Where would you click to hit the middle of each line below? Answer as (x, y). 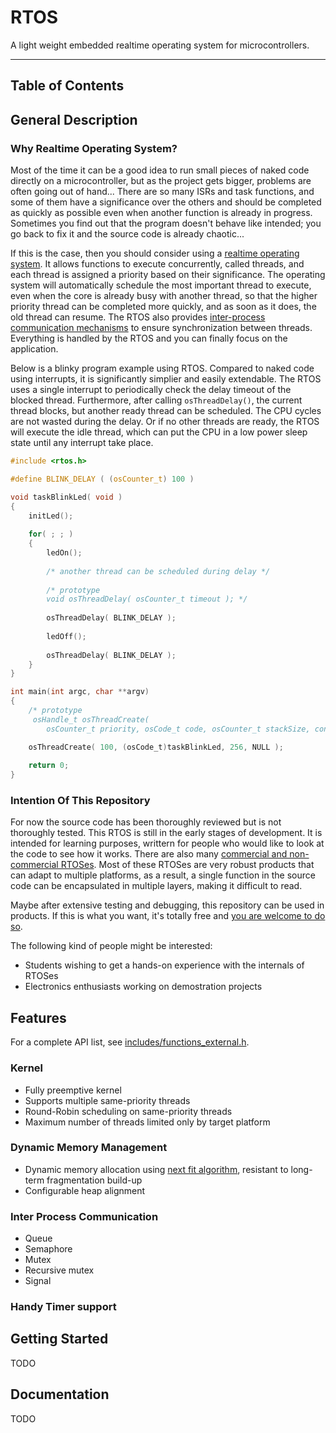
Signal (38, 1281)
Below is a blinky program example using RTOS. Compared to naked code (162, 368)
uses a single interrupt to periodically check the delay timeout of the (151, 390)
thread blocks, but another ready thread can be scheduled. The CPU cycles (166, 411)
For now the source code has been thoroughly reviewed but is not (146, 822)
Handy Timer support (63, 1307)
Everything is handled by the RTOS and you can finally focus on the (149, 338)
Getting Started (59, 1339)
